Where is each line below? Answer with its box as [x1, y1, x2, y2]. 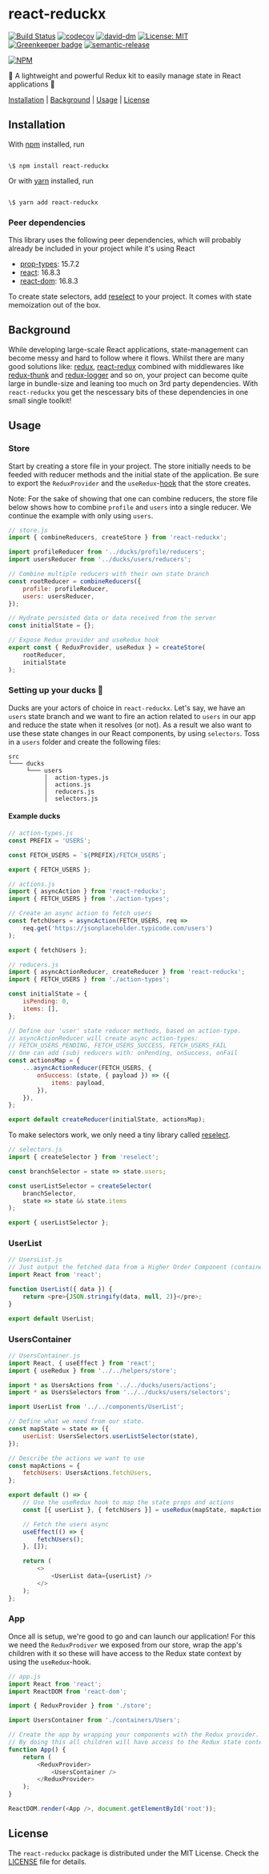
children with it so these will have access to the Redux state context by [8, 1648, 242, 1658]
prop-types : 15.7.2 [19, 259, 80, 269]
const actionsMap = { [8, 1056, 81, 1065]
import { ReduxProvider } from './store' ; [8, 1702, 152, 1710]
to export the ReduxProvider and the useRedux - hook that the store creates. [8, 478, 251, 488]
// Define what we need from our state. [8, 1418, 146, 1426]
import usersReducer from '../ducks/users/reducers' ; [8, 556, 192, 564]
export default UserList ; [8, 1314, 94, 1322]
